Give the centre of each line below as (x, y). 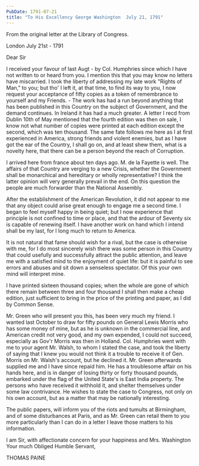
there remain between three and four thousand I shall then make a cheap (95, 291)
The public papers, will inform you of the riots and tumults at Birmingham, (96, 409)
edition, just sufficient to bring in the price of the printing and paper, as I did (99, 298)
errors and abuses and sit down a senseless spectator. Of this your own (94, 267)
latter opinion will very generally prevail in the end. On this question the (93, 181)
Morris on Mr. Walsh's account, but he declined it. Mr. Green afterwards (94, 360)
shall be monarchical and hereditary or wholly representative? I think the (94, 175)
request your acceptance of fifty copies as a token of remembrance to (92, 94)
